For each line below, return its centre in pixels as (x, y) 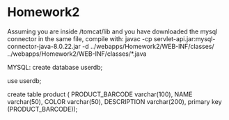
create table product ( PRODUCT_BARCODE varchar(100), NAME (100, 94)
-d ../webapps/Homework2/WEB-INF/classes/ (148, 46)
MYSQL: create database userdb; (55, 67)
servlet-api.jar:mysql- (184, 38)
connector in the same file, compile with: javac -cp (80, 38)
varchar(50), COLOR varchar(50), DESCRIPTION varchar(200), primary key (114, 101)
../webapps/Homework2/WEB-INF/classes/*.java (77, 54)
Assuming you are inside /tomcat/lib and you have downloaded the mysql (112, 31)
